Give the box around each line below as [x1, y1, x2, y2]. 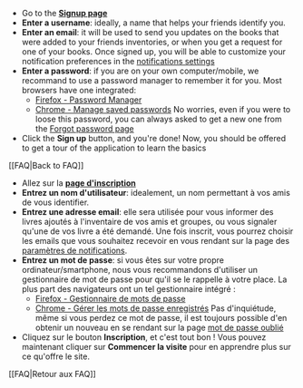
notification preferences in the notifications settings [21, 56, 215, 66]
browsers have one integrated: [21, 85, 137, 95]
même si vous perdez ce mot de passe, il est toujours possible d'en [34, 313, 288, 323]
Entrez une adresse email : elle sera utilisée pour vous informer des [21, 207, 274, 217]
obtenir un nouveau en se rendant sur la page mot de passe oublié [34, 322, 284, 333]
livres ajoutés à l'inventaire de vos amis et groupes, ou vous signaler [21, 217, 278, 227]
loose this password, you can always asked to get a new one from [34, 113, 282, 124]
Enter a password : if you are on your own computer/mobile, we [21, 65, 259, 76]
